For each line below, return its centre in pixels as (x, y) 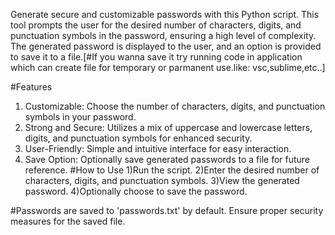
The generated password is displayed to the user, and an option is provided (166, 46)
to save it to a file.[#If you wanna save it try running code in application (156, 57)
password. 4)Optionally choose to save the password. (136, 191)
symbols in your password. (80, 117)
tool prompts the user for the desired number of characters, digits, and (156, 25)
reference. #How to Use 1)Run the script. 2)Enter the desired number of (172, 170)
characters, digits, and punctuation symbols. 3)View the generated (162, 180)
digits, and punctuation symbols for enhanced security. (138, 138)
